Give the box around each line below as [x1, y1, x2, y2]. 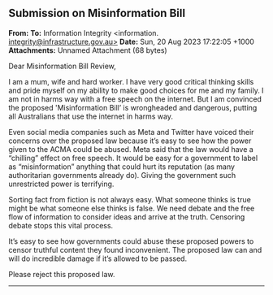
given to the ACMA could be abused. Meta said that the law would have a [8, 144, 253, 154]
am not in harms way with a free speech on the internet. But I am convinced [8, 93, 262, 104]
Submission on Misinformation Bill [8, 7, 185, 20]
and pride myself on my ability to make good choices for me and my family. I [8, 85, 264, 95]
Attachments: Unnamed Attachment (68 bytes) [8, 45, 168, 55]
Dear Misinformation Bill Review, [8, 61, 116, 71]
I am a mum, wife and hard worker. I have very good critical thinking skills [8, 76, 254, 86]
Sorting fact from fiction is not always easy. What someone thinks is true [8, 194, 252, 204]
